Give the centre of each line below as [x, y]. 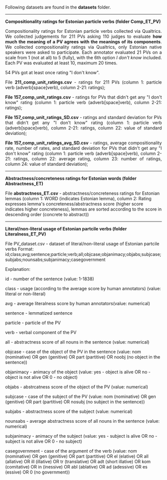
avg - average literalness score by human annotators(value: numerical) [78, 303]
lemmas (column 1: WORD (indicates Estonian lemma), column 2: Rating [78, 198]
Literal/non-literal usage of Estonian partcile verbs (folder [66, 229]
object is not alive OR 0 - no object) [42, 377]
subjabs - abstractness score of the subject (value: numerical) [69, 411]
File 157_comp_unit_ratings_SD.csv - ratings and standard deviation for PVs [83, 117]
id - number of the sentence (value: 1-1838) [50, 279]
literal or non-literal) [25, 294]
